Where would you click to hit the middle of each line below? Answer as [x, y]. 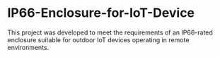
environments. [28, 47]
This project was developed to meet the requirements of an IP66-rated [110, 32]
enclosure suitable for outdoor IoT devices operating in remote [98, 39]
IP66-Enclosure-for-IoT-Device [101, 13]
